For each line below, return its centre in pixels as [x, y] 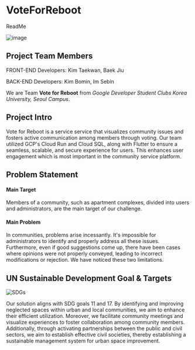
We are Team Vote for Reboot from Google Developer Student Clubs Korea [97, 93]
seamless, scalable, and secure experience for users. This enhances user [95, 150]
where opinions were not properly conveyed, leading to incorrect [84, 254]
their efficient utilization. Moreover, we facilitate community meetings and [95, 316]
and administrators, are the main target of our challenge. [74, 209]
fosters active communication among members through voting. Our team [94, 137]
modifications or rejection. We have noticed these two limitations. [85, 260]
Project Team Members [49, 56]
